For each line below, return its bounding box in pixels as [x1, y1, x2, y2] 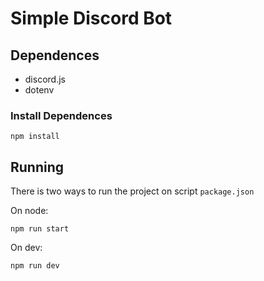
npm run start [10, 224, 70, 234]
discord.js [24, 73, 66, 85]
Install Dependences [10, 108, 113, 122]
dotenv [24, 84, 55, 96]
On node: [10, 205, 49, 217]
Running [10, 158, 65, 176]
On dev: [10, 242, 43, 254]
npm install [10, 132, 60, 142]
